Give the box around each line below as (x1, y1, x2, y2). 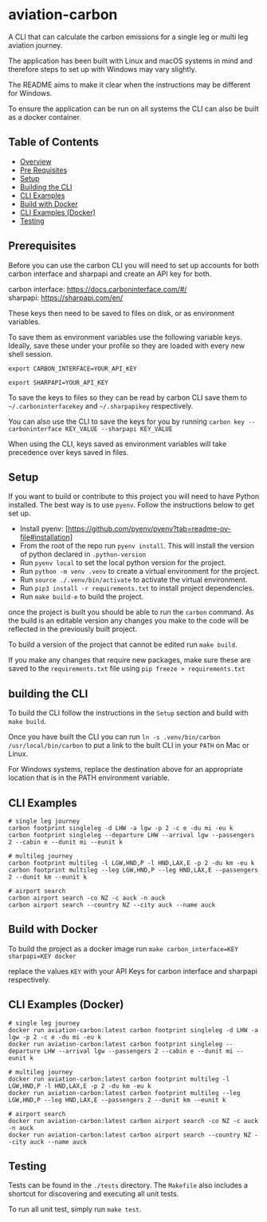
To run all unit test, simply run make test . (8, 1204, 142, 1214)
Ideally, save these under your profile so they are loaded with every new (8, 341, 245, 350)
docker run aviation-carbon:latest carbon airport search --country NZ (8, 1131, 251, 1139)
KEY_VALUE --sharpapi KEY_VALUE (65, 425, 173, 433)
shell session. (8, 349, 53, 358)
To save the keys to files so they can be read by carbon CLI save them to (8, 393, 247, 402)
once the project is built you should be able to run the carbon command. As (8, 607, 254, 617)
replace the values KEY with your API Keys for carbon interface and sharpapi (8, 966, 257, 975)
